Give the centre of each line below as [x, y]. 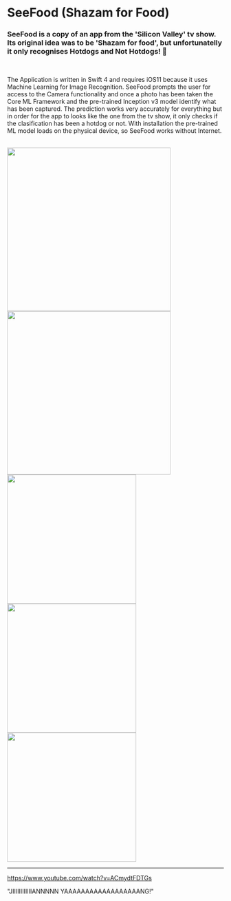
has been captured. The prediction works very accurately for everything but [114, 109]
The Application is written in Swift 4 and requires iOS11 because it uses [108, 80]
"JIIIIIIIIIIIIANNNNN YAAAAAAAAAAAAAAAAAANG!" [81, 891]
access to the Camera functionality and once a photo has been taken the [110, 94]
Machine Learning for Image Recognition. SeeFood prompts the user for [109, 87]
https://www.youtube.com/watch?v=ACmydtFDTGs [80, 878]
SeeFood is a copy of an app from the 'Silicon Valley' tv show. [112, 34]
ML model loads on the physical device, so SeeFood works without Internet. [114, 131]
